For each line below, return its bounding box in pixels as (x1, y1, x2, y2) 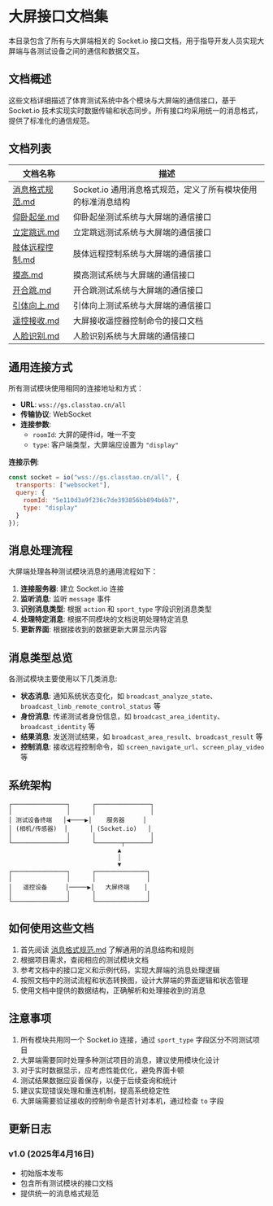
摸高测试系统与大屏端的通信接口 (72, 269, 196, 281)
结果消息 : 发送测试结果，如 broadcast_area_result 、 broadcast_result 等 (19, 732, 263, 741)
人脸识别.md (12, 330, 60, 342)
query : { (15, 489, 45, 497)
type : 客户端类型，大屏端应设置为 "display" (32, 440, 179, 450)
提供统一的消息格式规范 (19, 1189, 99, 1199)
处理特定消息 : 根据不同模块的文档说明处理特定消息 (19, 614, 188, 624)
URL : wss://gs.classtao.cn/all (19, 400, 126, 409)
